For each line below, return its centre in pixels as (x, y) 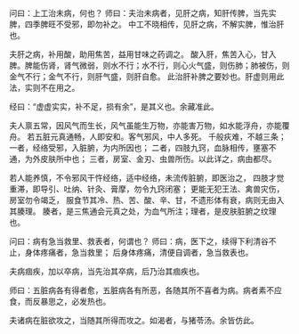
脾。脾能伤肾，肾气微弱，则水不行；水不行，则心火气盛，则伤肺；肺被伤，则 (149, 65)
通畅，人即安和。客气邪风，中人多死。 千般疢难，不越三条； (176, 137)
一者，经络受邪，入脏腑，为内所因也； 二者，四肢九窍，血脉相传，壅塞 (139, 148)
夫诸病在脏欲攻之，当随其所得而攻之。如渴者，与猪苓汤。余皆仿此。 (134, 320)
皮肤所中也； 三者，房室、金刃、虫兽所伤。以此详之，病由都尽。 (158, 159)
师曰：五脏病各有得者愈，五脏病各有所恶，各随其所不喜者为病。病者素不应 (145, 290)
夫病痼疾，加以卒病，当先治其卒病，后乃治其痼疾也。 (107, 271)
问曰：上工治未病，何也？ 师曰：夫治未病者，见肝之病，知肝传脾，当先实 (143, 13)
